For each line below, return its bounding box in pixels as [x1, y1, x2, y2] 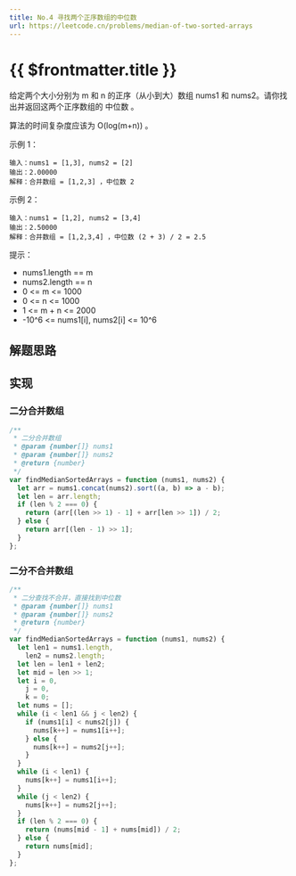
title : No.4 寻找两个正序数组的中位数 [9, 12, 137, 22]
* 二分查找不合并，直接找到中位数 [12, 594, 121, 602]
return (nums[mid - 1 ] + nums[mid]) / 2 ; [25, 825, 181, 834]
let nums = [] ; [17, 701, 74, 710]
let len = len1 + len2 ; [17, 659, 105, 668]
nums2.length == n [21, 277, 93, 288]
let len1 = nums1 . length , [17, 643, 114, 652]
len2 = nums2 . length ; [25, 651, 105, 660]
